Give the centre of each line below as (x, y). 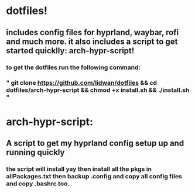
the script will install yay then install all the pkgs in (79, 169)
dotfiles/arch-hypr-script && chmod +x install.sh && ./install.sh (98, 90)
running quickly (35, 152)
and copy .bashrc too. (38, 184)
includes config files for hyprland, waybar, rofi (93, 32)
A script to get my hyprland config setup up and (95, 143)
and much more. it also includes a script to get (92, 41)
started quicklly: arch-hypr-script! (70, 51)
